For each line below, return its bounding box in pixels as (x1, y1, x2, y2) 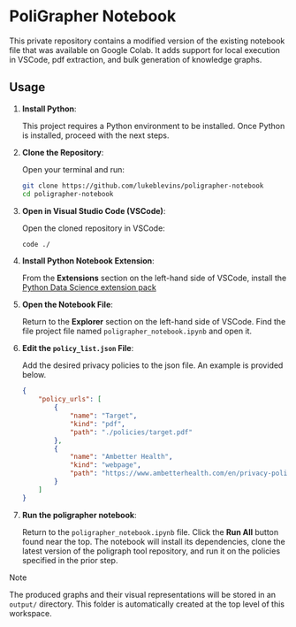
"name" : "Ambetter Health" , (69, 453, 173, 462)
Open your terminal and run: (21, 164, 125, 174)
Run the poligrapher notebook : (21, 509, 137, 520)
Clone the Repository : (21, 147, 104, 157)
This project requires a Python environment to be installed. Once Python (21, 120, 285, 131)
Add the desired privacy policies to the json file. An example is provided (21, 360, 284, 371)
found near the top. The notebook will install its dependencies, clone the (21, 536, 285, 547)
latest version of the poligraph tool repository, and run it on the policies (21, 546, 281, 556)
